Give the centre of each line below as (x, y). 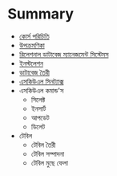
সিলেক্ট (38, 99)
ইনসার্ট (38, 108)
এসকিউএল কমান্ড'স (41, 90)
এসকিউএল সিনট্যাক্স (41, 81)
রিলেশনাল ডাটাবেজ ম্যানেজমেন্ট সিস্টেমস (64, 54)
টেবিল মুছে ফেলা (50, 162)
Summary (40, 14)
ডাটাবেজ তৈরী (34, 72)
